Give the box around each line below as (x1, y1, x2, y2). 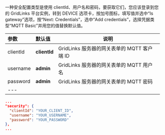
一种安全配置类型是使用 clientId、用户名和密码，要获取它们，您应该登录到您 (5, 4, 159, 10)
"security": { (5, 104, 34, 108)
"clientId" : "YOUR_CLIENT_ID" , (9, 108, 74, 113)
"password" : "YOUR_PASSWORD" (9, 117, 69, 122)
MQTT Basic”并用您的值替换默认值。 (11, 23, 85, 28)
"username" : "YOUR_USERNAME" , (9, 112, 71, 118)
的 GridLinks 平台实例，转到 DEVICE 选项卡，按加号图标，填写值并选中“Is (5, 10, 154, 16)
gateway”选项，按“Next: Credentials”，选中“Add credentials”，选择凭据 (5, 17, 151, 22)
